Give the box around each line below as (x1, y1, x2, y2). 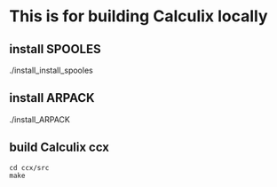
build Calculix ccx (9, 140, 109, 155)
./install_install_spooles (9, 65, 93, 75)
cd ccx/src (9, 163, 50, 172)
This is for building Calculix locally (9, 6, 268, 27)
